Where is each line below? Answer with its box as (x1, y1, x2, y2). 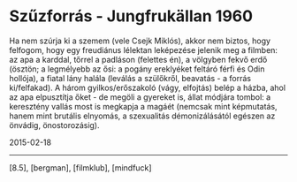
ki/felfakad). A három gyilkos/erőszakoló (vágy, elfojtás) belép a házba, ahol (9, 82, 286, 93)
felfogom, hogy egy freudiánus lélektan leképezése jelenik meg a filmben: (9, 44, 278, 55)
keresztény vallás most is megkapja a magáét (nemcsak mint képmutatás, (9, 101, 278, 111)
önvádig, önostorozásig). (9, 119, 100, 130)
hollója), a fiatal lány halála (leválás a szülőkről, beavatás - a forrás (9, 72, 252, 83)
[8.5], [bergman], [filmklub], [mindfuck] (9, 162, 152, 173)
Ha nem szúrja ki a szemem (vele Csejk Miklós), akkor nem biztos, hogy (9, 35, 271, 46)
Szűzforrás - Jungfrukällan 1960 (9, 6, 254, 27)
